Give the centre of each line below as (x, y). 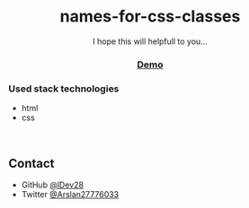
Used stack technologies (64, 89)
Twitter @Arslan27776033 (70, 194)
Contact (31, 163)
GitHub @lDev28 (53, 185)
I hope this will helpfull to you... (150, 41)
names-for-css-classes (150, 17)
